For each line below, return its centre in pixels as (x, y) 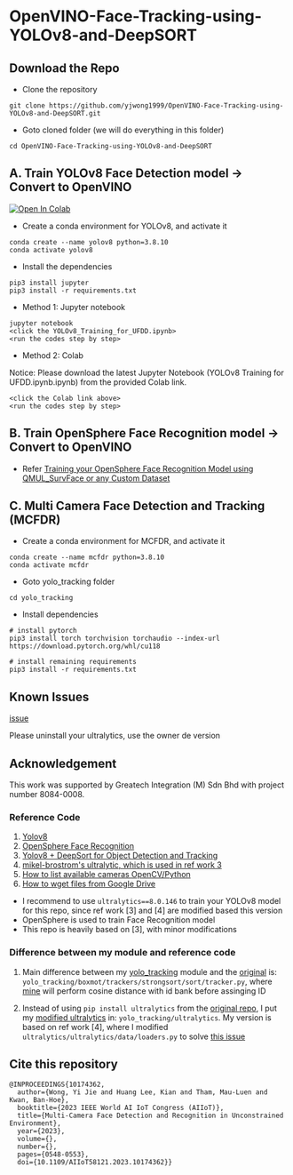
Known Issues (49, 696)
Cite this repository (63, 1064)
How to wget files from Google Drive (89, 884)
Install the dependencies (67, 266)
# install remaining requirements (73, 662)
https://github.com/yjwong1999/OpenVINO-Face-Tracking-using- (166, 106)
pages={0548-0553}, (53, 1155)
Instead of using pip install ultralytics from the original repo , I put (149, 1008)
